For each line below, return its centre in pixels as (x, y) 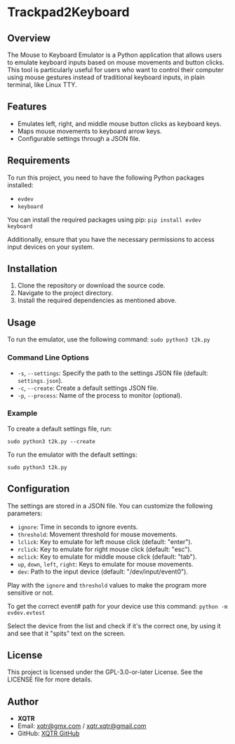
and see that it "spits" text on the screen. (66, 633)
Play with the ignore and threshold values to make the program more (107, 585)
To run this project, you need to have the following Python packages (106, 177)
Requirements (39, 161)
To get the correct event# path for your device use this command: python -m (117, 606)
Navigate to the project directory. (65, 293)
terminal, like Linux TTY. (42, 84)
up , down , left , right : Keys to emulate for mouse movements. (105, 564)
